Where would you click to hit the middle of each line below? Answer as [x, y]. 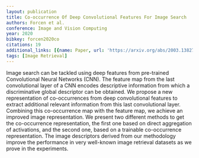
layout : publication [32, 12]
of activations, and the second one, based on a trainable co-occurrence [94, 129]
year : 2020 [20, 34]
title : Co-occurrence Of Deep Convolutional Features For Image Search [96, 17]
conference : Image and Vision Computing [57, 28]
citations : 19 [24, 45]
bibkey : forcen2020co [33, 39]
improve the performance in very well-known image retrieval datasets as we [99, 142]
